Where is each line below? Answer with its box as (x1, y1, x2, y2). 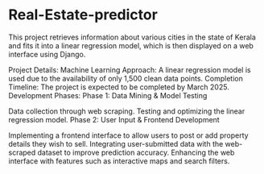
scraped (8, 147, 36, 157)
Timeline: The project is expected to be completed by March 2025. (8, 82, 229, 92)
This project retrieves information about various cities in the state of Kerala (8, 32, 256, 42)
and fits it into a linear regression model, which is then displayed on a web (8, 40, 254, 50)
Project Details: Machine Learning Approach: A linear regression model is (8, 64, 251, 74)
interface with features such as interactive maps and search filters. (8, 155, 230, 166)
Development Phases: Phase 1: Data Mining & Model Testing (8, 90, 208, 100)
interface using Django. (8, 49, 86, 59)
